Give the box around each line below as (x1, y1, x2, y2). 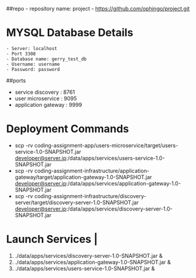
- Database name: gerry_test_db (6, 56, 87, 62)
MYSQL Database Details (6, 26, 133, 39)
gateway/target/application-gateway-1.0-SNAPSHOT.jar (14, 173, 152, 181)
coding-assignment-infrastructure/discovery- (34, 192, 146, 199)
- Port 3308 (6, 51, 36, 57)
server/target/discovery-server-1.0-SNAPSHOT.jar (14, 199, 139, 206)
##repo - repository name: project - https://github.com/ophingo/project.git (6, 5, 190, 12)
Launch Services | (6, 233, 98, 246)
